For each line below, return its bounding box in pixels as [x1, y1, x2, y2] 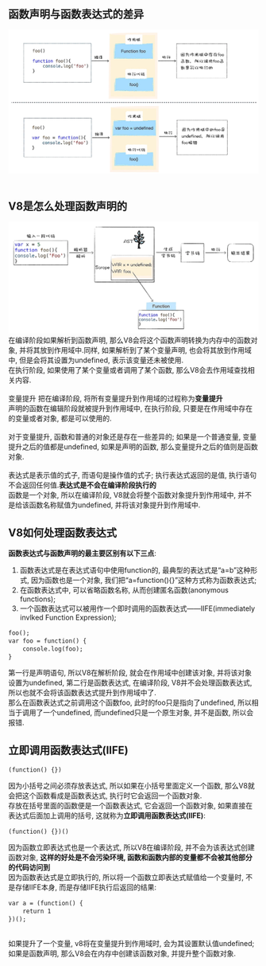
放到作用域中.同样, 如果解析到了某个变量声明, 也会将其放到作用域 [39, 346, 252, 355]
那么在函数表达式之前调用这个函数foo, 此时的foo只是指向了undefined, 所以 [8, 698, 252, 707]
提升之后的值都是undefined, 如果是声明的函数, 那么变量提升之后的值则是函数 [8, 442, 258, 452]
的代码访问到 [8, 862, 50, 872]
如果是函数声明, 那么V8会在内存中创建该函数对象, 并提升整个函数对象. [8, 948, 237, 958]
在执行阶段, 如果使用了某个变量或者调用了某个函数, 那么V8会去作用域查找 [8, 366, 249, 375]
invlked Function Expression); [19, 612, 117, 623]
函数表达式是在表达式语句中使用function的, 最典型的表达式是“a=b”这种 [19, 565, 251, 575]
